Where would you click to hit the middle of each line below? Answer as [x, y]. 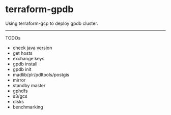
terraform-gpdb [39, 9]
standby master [29, 85]
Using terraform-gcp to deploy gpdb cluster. [52, 23]
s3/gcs [20, 96]
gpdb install [25, 64]
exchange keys [28, 58]
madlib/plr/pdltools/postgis [41, 74]
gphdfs [20, 91]
